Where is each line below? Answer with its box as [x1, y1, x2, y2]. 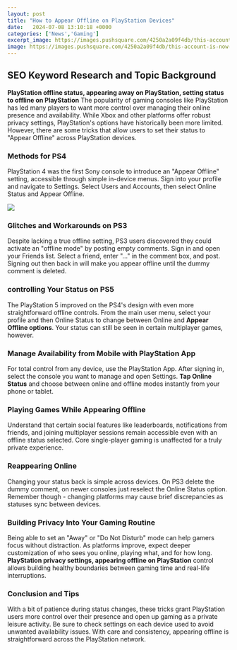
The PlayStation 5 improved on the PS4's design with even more [7, 300, 194, 309]
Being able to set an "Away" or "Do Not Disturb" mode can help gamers [7, 533, 215, 542]
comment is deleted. [7, 267, 67, 275]
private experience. [7, 443, 64, 452]
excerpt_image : [7, 37, 52, 44]
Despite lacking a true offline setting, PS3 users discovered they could [7, 236, 212, 245]
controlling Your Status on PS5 [7, 285, 114, 295]
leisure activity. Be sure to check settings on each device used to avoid [7, 620, 214, 629]
